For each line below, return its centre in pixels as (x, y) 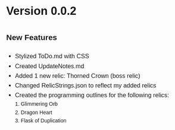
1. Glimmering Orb (36, 104)
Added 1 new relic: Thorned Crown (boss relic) (77, 76)
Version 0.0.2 (41, 11)
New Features (32, 37)
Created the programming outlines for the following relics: (92, 95)
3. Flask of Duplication (40, 121)
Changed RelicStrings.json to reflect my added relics (85, 85)
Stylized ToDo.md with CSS (52, 56)
